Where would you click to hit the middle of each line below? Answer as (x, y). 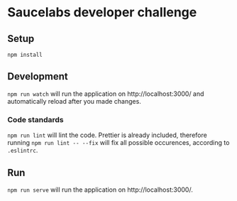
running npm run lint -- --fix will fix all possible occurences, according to (118, 143)
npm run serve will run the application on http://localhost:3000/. (100, 190)
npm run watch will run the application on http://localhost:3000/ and (106, 94)
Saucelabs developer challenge (102, 12)
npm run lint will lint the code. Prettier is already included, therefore (107, 135)
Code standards (35, 119)
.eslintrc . (23, 151)
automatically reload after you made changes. (75, 101)
